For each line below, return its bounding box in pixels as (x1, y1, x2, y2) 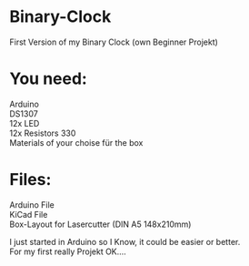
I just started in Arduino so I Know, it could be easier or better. (9, 236, 241, 247)
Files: (9, 169, 52, 190)
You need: (9, 68, 88, 89)
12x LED (9, 118, 40, 128)
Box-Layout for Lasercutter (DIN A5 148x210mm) (9, 219, 192, 230)
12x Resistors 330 (9, 128, 76, 138)
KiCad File (9, 209, 48, 220)
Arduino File (9, 199, 55, 210)
